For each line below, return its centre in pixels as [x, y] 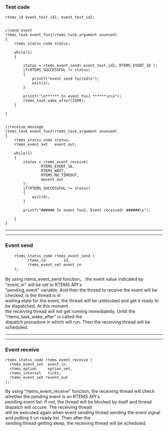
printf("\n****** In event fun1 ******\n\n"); [72, 96]
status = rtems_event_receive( [56, 162]
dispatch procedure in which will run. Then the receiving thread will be [78, 322]
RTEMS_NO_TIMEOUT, [60, 175]
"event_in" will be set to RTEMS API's [43, 285]
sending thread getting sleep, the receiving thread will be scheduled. [76, 423]
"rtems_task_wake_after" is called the [44, 316]
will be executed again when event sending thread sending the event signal [83, 412]
